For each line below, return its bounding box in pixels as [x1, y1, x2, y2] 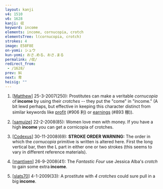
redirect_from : [5, 61, 36, 66]
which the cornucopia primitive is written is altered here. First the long [12, 138, 153, 144]
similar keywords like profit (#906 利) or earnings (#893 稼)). [12, 109, 134, 115]
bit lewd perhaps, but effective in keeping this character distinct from [12, 103, 151, 109]
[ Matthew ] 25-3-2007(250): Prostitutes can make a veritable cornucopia [12, 93, 158, 99]
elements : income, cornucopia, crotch [5, 30, 84, 35]
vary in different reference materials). [12, 149, 87, 155]
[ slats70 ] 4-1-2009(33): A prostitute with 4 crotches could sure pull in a [12, 173, 156, 179]
